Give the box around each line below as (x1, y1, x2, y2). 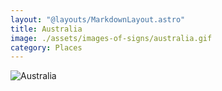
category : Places (10, 42, 83, 53)
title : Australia (10, 24, 83, 34)
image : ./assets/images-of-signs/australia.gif (10, 33, 213, 43)
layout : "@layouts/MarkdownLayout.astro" (10, 14, 186, 25)
